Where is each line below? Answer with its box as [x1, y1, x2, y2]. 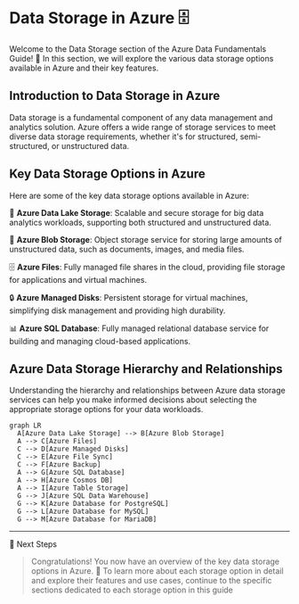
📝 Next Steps [9, 539, 58, 550]
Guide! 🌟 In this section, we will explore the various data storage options [9, 53, 274, 63]
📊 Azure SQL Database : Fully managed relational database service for [9, 323, 270, 334]
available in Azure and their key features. [9, 62, 159, 73]
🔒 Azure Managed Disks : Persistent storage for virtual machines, [9, 292, 248, 302]
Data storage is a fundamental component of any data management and [9, 112, 273, 122]
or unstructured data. [52, 140, 130, 151]
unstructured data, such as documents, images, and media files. [9, 244, 245, 254]
